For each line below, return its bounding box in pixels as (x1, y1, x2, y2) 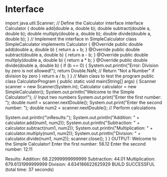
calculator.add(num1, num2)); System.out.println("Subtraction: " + (5, 120, 140, 126)
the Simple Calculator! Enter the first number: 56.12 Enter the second (5, 141, 146, 147)
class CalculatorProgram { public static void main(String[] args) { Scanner (5, 78, 157, 84)
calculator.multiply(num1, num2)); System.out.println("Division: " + (5, 130, 141, 136)
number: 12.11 (5, 146, 33, 152)
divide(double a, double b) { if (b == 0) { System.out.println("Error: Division (5, 62, 159, 68)
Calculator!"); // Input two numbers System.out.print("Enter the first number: (5, 94, 162, 100)
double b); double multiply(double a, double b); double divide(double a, (5, 30, 152, 36)
